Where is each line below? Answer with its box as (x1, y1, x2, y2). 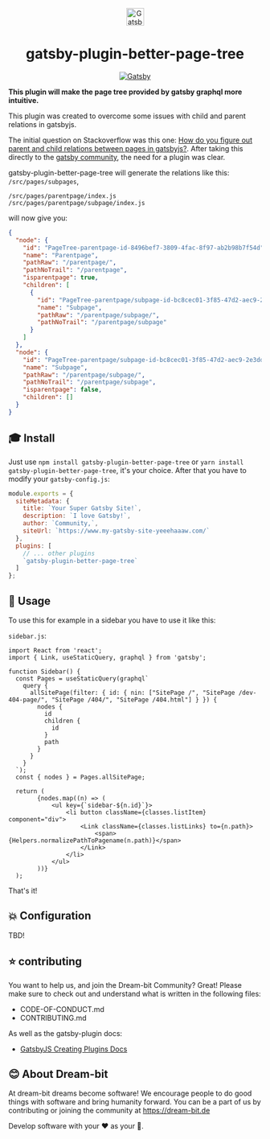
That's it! (8, 886, 38, 895)
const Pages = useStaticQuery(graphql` (15, 674, 149, 683)
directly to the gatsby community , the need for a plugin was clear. (8, 152, 226, 162)
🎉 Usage (8, 594, 51, 607)
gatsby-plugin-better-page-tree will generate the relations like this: (8, 167, 230, 177)
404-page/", (8, 696, 48, 704)
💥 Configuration (8, 909, 92, 923)
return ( (15, 787, 45, 796)
